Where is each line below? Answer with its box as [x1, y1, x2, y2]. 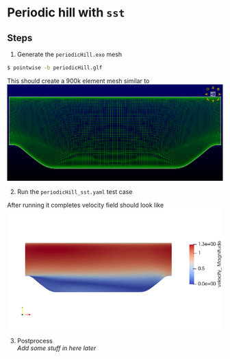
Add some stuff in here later [16, 344, 97, 352]
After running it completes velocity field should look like [7, 201, 164, 210]
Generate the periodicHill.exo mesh [16, 50, 123, 58]
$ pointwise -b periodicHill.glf [7, 64, 103, 71]
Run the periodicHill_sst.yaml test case [16, 188, 133, 196]
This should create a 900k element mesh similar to [7, 77, 150, 85]
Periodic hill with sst [7, 5, 125, 21]
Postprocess [16, 336, 53, 345]
